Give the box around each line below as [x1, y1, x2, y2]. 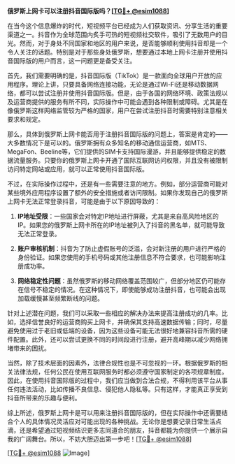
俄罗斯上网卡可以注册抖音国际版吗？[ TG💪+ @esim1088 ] [7, 7, 170, 15]
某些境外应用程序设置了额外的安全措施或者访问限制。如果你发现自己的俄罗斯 [7, 189, 228, 196]
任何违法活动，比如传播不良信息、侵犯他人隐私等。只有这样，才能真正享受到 [7, 385, 228, 393]
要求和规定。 [7, 115, 44, 123]
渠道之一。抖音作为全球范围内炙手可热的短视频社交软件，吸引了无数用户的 [7, 31, 222, 38]
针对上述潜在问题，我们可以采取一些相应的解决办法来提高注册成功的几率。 [7, 309, 222, 317]
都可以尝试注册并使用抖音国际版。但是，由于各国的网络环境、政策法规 [19, 89, 222, 97]
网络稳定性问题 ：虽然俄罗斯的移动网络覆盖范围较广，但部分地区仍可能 [17, 277, 220, 285]
